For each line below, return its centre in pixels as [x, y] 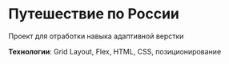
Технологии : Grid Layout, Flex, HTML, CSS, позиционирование [115, 51]
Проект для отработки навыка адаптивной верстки [96, 36]
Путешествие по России [94, 14]
